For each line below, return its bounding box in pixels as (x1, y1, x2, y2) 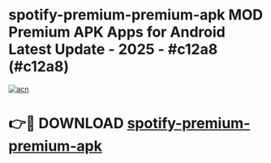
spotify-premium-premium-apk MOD (8, 6, 264, 24)
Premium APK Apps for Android (8, 23, 226, 41)
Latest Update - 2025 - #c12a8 (8, 41, 218, 58)
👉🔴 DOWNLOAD (8, 114, 124, 133)
